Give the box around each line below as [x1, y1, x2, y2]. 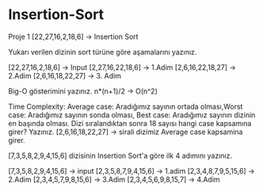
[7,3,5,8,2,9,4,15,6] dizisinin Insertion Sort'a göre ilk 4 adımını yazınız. [8, 151, 233, 160]
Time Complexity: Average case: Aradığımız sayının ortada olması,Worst [8, 102, 243, 111]
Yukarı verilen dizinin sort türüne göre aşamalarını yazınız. [8, 47, 197, 56]
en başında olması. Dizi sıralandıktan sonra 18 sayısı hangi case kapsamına [8, 118, 252, 128]
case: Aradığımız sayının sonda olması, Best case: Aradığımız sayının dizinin [8, 109, 256, 120]
